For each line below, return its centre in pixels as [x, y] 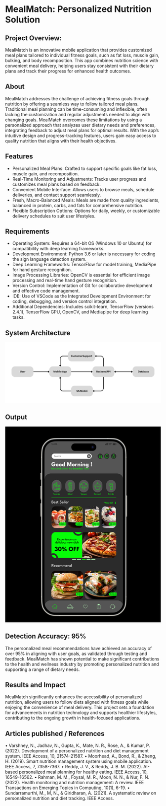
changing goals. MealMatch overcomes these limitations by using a [74, 120]
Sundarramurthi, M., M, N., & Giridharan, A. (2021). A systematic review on [81, 793]
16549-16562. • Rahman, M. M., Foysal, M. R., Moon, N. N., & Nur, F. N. [77, 777]
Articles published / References [55, 733]
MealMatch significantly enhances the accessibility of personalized [74, 697]
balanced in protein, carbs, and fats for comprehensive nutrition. [78, 205]
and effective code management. [46, 291]
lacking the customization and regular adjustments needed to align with [78, 114]
